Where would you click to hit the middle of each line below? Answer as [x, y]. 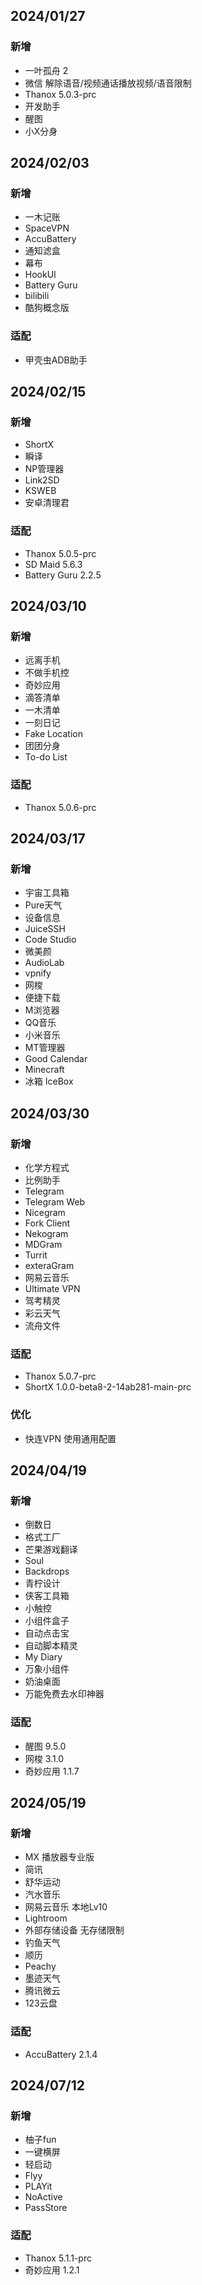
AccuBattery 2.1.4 [61, 2054]
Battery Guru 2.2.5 [63, 575]
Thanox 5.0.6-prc [60, 807]
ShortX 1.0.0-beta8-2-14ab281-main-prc [108, 1387]
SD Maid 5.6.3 [53, 564]
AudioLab [44, 963]
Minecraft [44, 1070]
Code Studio [50, 940]
